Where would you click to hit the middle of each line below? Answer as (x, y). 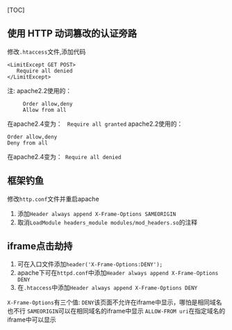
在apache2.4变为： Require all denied (64, 156)
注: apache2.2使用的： (39, 90)
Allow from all (45, 110)
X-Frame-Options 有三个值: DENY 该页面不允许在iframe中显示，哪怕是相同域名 (115, 302)
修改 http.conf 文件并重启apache (53, 199)
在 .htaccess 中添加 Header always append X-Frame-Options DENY (107, 288)
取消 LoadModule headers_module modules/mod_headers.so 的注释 (107, 222)
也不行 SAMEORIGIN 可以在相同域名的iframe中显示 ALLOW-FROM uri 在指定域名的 (116, 311)
